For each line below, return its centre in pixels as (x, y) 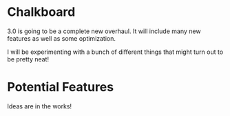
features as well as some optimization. (61, 38)
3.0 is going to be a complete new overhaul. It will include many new (104, 31)
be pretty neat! (28, 59)
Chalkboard (41, 12)
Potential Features (61, 87)
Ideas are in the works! (40, 106)
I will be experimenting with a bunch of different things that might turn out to (115, 52)
